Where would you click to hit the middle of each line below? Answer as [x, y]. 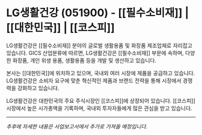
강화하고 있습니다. [38, 88]
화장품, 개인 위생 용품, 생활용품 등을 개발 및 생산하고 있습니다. [84, 60]
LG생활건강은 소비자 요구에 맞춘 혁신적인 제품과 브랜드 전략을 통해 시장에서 [94, 80]
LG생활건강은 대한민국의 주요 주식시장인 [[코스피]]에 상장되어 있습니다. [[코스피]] [101, 100]
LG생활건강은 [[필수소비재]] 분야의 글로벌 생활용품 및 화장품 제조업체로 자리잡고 [99, 45]
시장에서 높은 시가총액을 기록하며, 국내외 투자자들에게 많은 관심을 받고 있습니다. [99, 108]
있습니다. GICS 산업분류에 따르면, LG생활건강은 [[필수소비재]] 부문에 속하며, [95, 53]
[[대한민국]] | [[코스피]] [61, 28]
